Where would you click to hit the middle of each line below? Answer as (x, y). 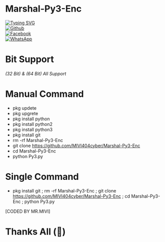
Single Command (42, 177)
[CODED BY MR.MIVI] (28, 211)
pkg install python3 (33, 129)
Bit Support (30, 59)
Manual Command (45, 94)
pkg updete (25, 108)
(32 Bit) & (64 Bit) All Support (36, 73)
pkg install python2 (32, 124)
